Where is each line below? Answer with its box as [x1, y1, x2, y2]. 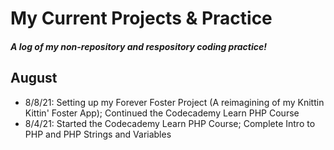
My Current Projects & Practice [10, 7, 273, 30]
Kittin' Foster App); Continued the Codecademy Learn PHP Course [24, 107, 300, 119]
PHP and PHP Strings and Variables [24, 128, 172, 140]
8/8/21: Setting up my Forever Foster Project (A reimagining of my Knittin [24, 96, 325, 108]
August [10, 70, 58, 87]
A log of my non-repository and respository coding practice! [10, 40, 267, 52]
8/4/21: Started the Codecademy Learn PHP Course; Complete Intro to [24, 117, 316, 129]
